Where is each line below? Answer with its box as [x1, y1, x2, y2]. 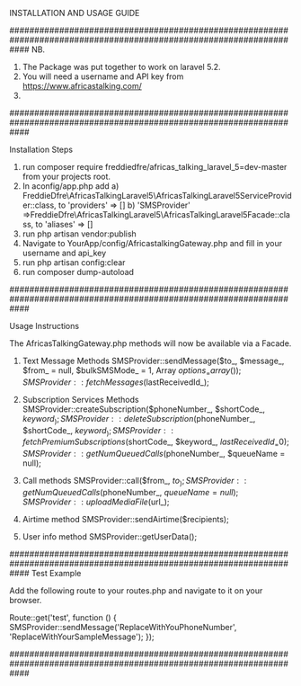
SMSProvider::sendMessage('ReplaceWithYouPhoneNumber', [9, 621, 237, 632]
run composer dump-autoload [22, 267, 135, 277]
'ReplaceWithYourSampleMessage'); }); [9, 631, 155, 642]
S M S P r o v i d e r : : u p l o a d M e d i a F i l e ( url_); [22, 496, 170, 507]
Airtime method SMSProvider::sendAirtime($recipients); [22, 513, 229, 524]
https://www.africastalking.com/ [22, 81, 142, 91]
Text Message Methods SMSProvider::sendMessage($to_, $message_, [22, 355, 285, 366]
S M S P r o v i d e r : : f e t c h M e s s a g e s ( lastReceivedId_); [22, 377, 209, 388]
